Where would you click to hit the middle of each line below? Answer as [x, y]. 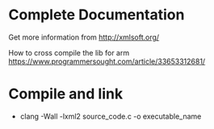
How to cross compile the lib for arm [69, 52]
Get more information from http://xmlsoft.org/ [84, 37]
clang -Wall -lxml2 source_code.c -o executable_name [111, 116]
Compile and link [66, 94]
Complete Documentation [97, 15]
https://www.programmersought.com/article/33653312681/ [107, 61]
